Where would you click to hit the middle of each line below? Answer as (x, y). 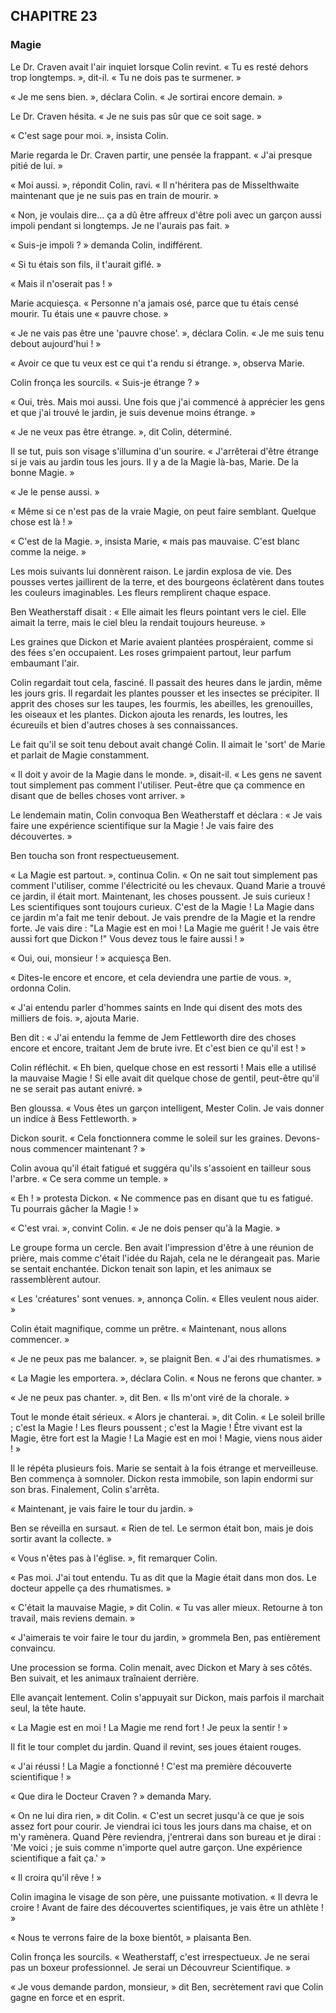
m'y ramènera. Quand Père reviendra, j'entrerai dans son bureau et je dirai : (166, 1836)
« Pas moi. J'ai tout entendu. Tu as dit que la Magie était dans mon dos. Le (163, 1577)
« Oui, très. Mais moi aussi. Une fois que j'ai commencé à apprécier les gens (167, 401)
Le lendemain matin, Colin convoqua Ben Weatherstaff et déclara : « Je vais (166, 815)
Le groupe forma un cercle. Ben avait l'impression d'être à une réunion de (162, 1247)
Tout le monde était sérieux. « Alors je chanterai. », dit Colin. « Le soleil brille (168, 1416)
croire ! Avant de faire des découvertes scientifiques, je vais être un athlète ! (167, 1907)
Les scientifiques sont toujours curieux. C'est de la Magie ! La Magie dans (162, 906)
